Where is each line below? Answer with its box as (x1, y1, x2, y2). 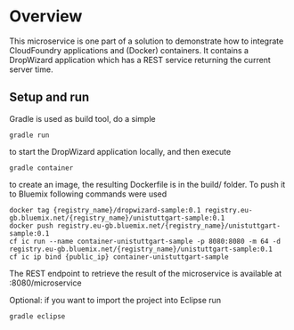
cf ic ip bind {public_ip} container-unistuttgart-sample (9, 252, 229, 262)
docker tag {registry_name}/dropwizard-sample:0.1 (9, 205, 201, 214)
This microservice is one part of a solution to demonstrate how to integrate (9, 36, 284, 46)
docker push (9, 221, 53, 230)
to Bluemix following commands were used (9, 189, 167, 199)
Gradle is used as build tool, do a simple (9, 113, 156, 124)
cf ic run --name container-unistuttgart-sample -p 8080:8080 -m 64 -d (9, 237, 281, 245)
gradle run (9, 131, 50, 140)
